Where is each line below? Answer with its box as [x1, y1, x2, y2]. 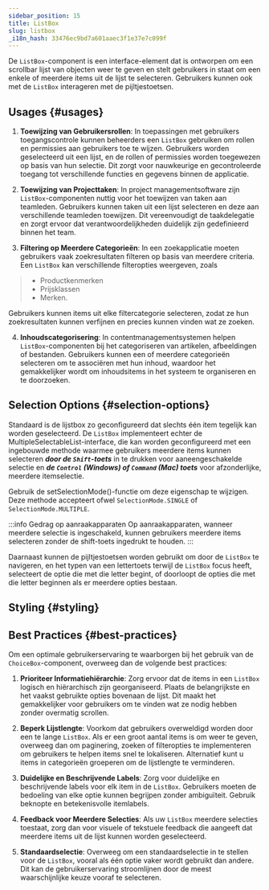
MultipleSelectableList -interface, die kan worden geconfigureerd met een [8, 437, 251, 446]
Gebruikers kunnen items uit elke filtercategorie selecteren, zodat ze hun [8, 309, 249, 318]
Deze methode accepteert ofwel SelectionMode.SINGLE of [8, 495, 198, 505]
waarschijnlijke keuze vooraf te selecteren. [19, 873, 162, 883]
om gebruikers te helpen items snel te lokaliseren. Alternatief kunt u [19, 749, 244, 759]
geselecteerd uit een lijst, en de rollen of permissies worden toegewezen [19, 152, 261, 162]
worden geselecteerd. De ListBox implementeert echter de [8, 428, 203, 438]
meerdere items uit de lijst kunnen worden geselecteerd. [19, 831, 207, 841]
